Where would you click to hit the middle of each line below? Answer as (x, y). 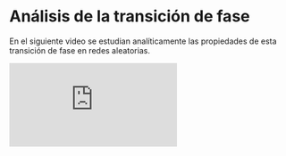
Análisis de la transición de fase (130, 16)
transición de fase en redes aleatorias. (80, 50)
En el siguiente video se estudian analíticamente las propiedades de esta (143, 41)
